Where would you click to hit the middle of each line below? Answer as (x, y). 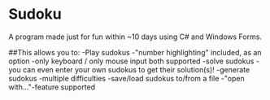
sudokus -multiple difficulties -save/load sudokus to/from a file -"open (127, 78)
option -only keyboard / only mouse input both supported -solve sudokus (131, 61)
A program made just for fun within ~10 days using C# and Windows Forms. (135, 37)
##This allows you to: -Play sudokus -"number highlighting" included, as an (135, 52)
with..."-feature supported (52, 87)
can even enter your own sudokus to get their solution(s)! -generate (137, 69)
